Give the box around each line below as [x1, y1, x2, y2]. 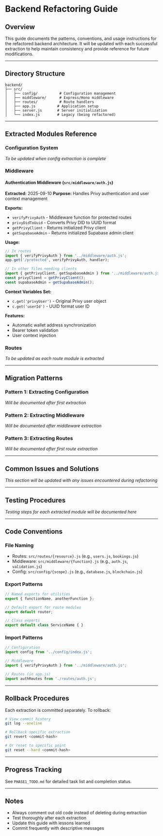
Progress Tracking [5, 766, 62, 774]
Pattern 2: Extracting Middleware [5, 411, 85, 418]
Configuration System [5, 145, 58, 151]
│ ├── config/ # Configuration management [5, 91, 116, 96]
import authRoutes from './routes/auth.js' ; [5, 676, 97, 681]
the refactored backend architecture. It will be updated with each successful [5, 41, 158, 47]
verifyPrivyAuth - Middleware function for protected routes [12, 214, 132, 220]
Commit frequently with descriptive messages [12, 825, 104, 831]
